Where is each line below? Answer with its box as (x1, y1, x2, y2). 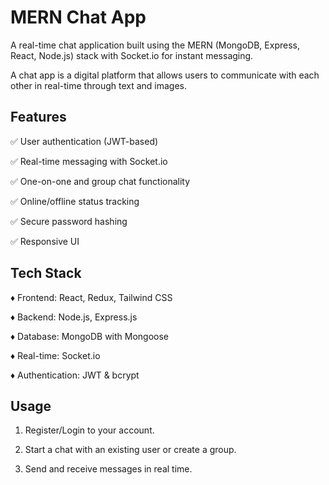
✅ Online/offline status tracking (10, 195, 140, 207)
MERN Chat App (10, 6, 147, 29)
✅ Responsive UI (10, 235, 80, 247)
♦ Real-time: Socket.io (10, 349, 101, 361)
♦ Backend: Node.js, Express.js (10, 311, 138, 323)
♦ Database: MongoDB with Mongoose (10, 330, 170, 342)
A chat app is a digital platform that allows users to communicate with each (10, 69, 320, 81)
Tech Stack (10, 265, 82, 282)
